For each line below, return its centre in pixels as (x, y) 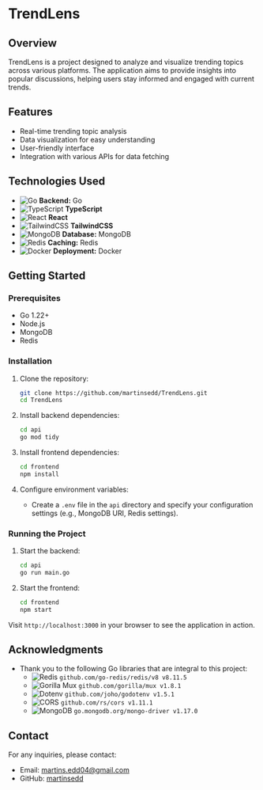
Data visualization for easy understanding (87, 139)
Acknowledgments (56, 650)
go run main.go (45, 573)
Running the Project (47, 534)
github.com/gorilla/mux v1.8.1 (130, 686)
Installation (30, 361)
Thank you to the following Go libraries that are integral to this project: (133, 669)
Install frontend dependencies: (70, 453)
